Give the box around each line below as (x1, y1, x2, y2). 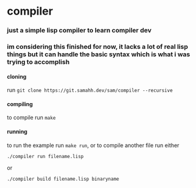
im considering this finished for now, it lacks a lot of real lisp (7, 43, 189, 51)
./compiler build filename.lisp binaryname (7, 176, 120, 182)
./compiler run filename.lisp (7, 153, 84, 159)
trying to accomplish (7, 58, 70, 67)
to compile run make (7, 114, 56, 121)
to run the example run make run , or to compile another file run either (7, 142, 180, 149)
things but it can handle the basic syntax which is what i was (7, 50, 191, 59)
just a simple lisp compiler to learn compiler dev (7, 26, 152, 35)
